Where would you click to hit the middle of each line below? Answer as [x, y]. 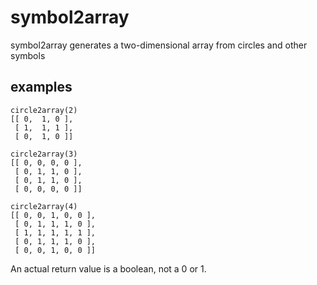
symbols [28, 55]
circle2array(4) [44, 206]
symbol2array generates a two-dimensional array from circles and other [159, 45]
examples [41, 87]
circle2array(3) [44, 154]
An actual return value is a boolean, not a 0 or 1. [108, 268]
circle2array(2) [44, 110]
